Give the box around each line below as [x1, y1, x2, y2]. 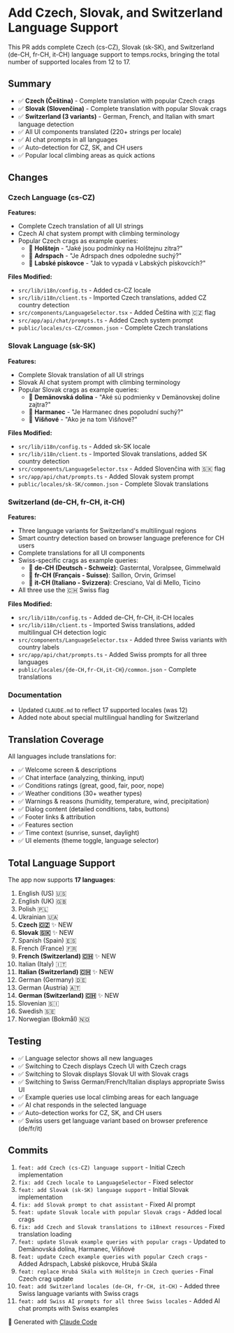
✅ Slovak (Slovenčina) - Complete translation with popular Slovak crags [17, 104, 227, 112]
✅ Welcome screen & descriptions [17, 766, 117, 774]
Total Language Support [8, 857, 116, 869]
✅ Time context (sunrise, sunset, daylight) [17, 829, 140, 837]
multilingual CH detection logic [17, 628, 107, 637]
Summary [8, 78, 52, 90]
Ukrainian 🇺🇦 [17, 913, 59, 921]
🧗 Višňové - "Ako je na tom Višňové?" [28, 415, 138, 423]
